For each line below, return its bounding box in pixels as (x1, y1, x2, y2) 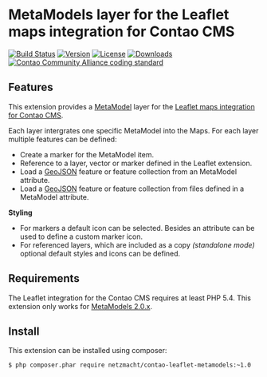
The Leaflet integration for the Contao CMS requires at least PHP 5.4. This (8, 293, 251, 303)
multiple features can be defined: (8, 134, 117, 144)
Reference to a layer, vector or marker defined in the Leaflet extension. (19, 158, 253, 168)
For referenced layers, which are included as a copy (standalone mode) (19, 240, 255, 249)
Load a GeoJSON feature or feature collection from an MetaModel (19, 166, 238, 177)
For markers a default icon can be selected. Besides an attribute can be (19, 223, 255, 232)
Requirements (8, 272, 80, 285)
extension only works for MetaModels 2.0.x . (8, 301, 153, 311)
